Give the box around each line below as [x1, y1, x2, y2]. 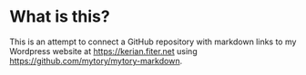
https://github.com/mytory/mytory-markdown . [9, 55, 183, 66]
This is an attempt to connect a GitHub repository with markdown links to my [9, 36, 297, 47]
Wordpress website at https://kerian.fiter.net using [9, 45, 198, 56]
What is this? [9, 6, 111, 27]
